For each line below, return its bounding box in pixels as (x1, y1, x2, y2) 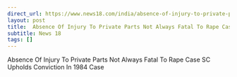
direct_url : (7, 10, 42, 17)
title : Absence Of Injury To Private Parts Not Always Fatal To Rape (7, 23, 219, 30)
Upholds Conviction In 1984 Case (7, 63, 104, 71)
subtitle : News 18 (7, 29, 61, 37)
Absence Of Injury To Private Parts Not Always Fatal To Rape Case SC (7, 55, 211, 64)
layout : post (7, 17, 46, 24)
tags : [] (7, 36, 33, 43)
